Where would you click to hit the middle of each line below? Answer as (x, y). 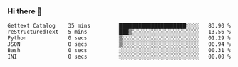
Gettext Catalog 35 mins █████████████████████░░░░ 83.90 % (119, 26)
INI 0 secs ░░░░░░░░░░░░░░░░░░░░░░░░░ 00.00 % (119, 57)
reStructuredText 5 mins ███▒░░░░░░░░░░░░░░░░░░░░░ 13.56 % (119, 32)
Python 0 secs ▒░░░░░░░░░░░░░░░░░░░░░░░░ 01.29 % (119, 38)
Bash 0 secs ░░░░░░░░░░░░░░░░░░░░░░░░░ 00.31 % (119, 51)
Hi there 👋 (25, 11)
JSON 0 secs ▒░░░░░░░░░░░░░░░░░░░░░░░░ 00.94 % (119, 44)
